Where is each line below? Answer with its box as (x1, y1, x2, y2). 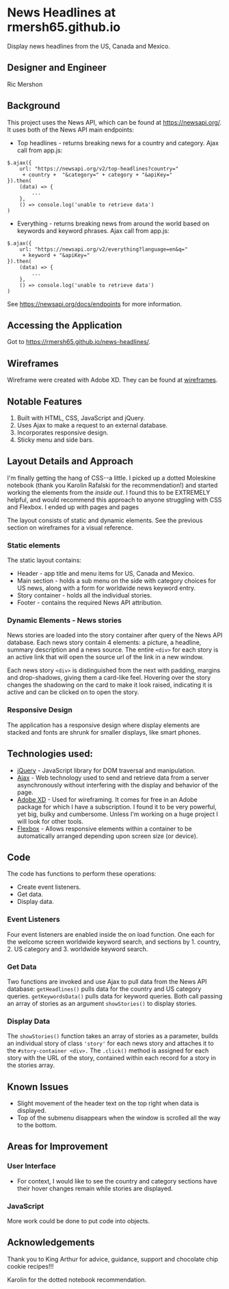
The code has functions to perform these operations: (7, 870, 157, 878)
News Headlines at (7, 5, 116, 21)
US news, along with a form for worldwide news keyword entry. (16, 584, 196, 592)
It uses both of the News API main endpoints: (7, 125, 135, 134)
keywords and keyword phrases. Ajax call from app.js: (16, 226, 170, 234)
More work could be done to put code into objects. (7, 1217, 150, 1225)
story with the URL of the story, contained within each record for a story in (7, 1054, 217, 1062)
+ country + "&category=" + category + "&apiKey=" (22, 171, 173, 178)
